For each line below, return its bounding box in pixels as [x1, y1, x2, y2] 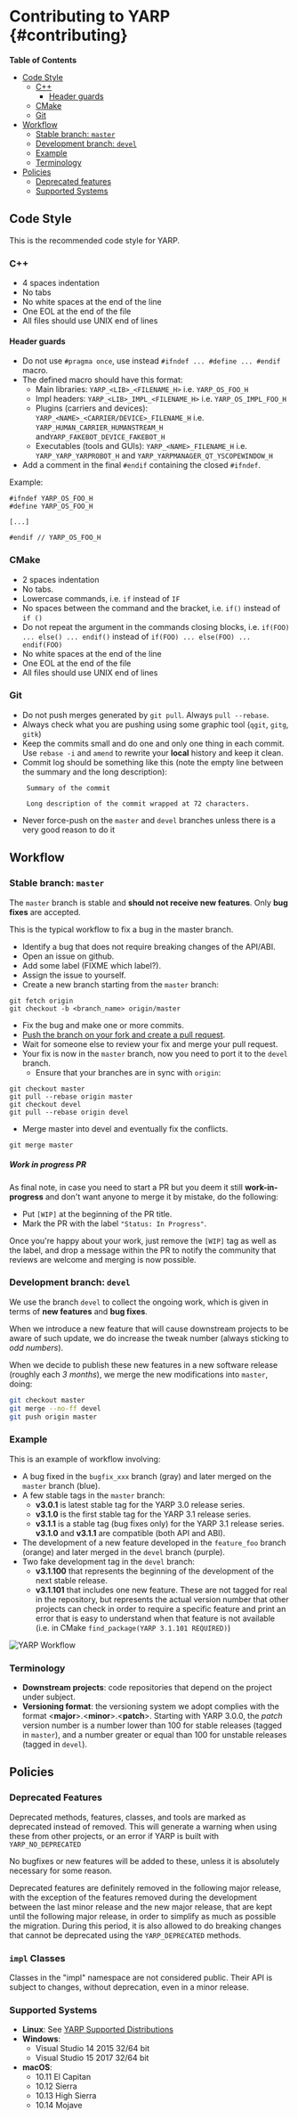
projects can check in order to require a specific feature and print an [35, 1603, 286, 1614]
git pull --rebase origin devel [9, 1108, 129, 1117]
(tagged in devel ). [21, 1739, 87, 1750]
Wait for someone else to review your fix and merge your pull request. [21, 1038, 278, 1049]
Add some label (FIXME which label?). [21, 960, 162, 970]
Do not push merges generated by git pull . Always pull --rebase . [21, 709, 270, 720]
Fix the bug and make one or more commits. [21, 1019, 184, 1030]
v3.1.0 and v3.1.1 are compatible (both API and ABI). [35, 1527, 226, 1538]
